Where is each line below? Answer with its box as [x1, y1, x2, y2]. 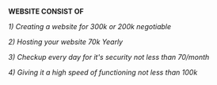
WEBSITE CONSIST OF [8, 7, 85, 16]
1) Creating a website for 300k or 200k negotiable [8, 22, 172, 31]
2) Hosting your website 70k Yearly [8, 37, 124, 46]
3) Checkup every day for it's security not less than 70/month [8, 53, 210, 61]
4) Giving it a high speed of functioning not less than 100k [8, 68, 198, 77]
